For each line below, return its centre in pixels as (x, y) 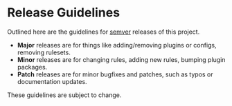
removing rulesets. (44, 52)
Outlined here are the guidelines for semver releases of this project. (104, 32)
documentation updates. (52, 81)
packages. (32, 67)
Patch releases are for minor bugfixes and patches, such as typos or (115, 74)
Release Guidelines (63, 13)
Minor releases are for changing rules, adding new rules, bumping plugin (121, 59)
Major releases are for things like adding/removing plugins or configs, (117, 45)
